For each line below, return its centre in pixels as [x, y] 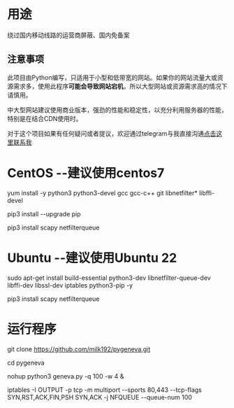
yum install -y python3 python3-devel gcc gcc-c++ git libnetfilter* [102, 192]
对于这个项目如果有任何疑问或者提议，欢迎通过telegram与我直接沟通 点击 [112, 133]
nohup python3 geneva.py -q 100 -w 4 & [66, 376]
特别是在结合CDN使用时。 [45, 118]
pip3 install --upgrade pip [44, 213]
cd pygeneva [26, 363]
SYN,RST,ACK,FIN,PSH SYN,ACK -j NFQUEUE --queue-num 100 [100, 397]
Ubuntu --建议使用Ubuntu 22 [92, 258]
